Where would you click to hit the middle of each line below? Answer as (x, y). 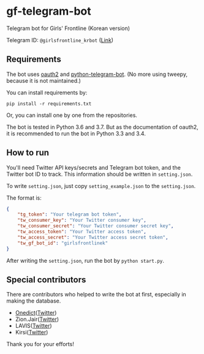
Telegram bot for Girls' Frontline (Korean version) (68, 28)
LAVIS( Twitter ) (33, 326)
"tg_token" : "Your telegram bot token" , (70, 215)
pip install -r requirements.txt (49, 104)
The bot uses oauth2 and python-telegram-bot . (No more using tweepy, (97, 74)
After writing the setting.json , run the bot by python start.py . (85, 260)
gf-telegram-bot (49, 11)
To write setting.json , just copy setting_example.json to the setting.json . (101, 186)
